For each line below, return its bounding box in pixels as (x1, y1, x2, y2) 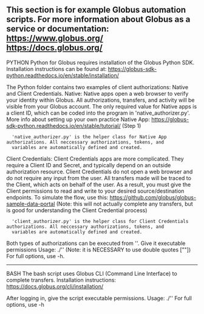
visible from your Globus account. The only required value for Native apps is (6, 102, 197, 110)
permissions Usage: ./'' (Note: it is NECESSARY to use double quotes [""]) (6, 246, 191, 253)
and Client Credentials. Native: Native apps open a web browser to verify (6, 90, 189, 97)
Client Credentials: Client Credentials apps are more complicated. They (6, 155, 184, 162)
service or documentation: (6, 24, 109, 34)
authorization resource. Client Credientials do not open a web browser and (6, 168, 193, 175)
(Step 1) (121, 122, 141, 129)
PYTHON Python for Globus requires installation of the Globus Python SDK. (6, 59, 195, 66)
